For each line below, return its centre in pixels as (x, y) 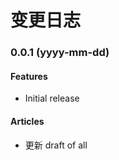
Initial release (52, 98)
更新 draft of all (56, 145)
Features (29, 76)
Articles (27, 121)
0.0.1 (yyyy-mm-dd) (60, 53)
